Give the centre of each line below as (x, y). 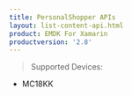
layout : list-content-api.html (66, 26)
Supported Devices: (67, 67)
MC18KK (37, 84)
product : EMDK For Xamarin (59, 33)
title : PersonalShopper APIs (62, 17)
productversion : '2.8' (51, 42)
